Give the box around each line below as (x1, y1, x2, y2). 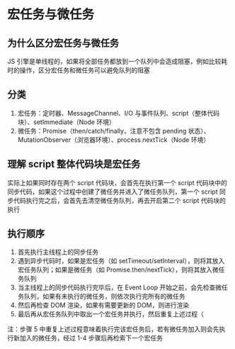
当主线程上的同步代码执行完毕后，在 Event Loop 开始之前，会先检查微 (17, 283, 222, 292)
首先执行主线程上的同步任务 (17, 248, 99, 256)
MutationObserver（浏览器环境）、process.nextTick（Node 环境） (17, 135, 210, 144)
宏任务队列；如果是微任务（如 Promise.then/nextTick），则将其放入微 (17, 265, 219, 274)
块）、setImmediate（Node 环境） (17, 118, 115, 126)
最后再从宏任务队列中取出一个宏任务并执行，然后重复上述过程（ (17, 310, 204, 318)
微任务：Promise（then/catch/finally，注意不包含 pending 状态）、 (17, 126, 210, 135)
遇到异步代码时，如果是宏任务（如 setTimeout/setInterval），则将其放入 (17, 257, 225, 265)
